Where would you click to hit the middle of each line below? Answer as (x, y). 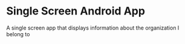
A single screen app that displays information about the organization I (93, 28)
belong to (18, 34)
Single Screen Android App (76, 11)
